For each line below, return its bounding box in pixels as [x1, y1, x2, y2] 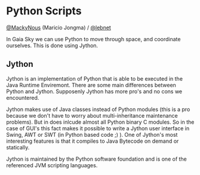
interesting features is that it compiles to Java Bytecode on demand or [6, 137, 179, 145]
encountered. [6, 94, 39, 101]
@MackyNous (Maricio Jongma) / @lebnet [6, 24, 112, 31]
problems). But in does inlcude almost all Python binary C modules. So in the [6, 118, 195, 125]
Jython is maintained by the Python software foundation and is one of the [6, 155, 187, 162]
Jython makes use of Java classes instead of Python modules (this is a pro [6, 106, 190, 113]
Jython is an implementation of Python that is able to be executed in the [6, 75, 183, 82]
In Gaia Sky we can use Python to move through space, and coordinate [6, 35, 181, 42]
